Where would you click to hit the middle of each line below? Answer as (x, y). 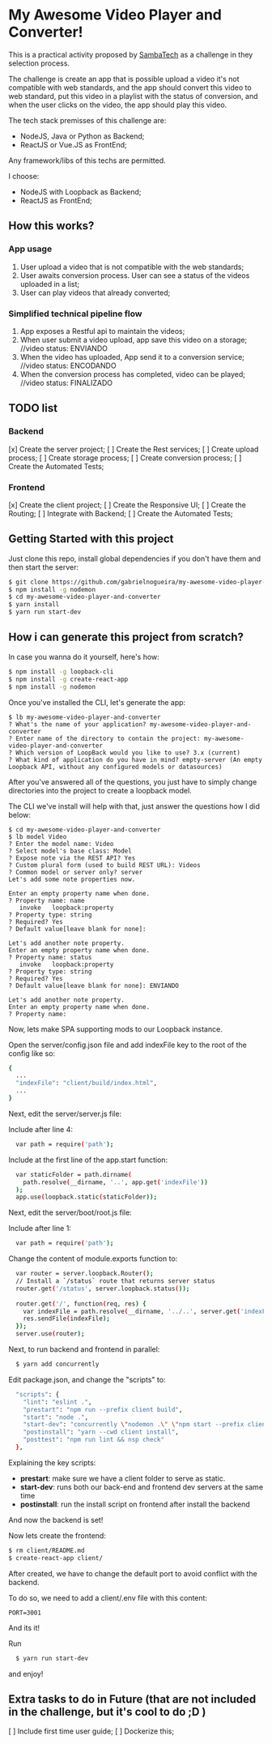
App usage (30, 249)
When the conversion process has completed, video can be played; (132, 374)
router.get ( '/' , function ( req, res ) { (81, 1304)
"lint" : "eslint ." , (57, 1402)
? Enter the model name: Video (61, 844)
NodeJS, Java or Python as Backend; (82, 136)
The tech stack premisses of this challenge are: (87, 120)
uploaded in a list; (50, 284)
